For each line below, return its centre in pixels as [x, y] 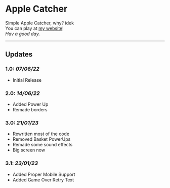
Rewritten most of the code [41, 134]
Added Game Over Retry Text [43, 180]
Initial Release [27, 80]
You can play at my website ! [35, 28]
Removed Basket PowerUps [41, 139]
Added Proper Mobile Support [44, 174]
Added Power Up [30, 104]
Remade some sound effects [42, 145]
